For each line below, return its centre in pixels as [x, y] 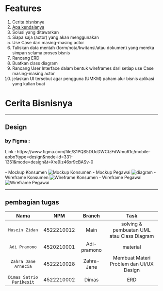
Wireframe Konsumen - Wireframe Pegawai [73, 177]
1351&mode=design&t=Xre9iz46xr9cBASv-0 [49, 162]
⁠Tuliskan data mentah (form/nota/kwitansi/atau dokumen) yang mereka [83, 48]
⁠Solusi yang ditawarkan [35, 32]
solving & [132, 224]
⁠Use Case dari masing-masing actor [48, 42]
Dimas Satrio [23, 277]
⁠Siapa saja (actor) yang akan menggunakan [56, 37]
